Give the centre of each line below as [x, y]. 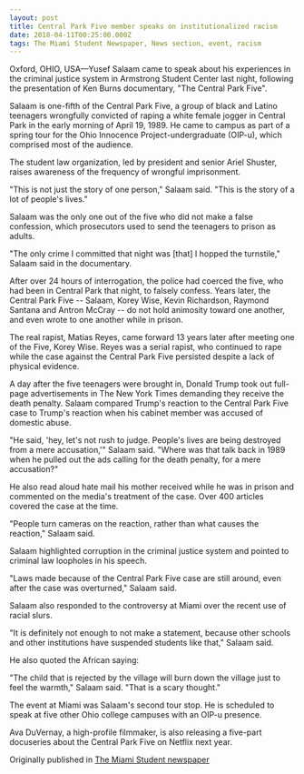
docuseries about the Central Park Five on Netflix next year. [121, 742]
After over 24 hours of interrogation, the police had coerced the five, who [147, 281]
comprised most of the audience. [71, 145]
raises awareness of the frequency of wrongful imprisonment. [125, 172]
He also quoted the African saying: [74, 660]
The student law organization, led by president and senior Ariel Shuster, [143, 162]
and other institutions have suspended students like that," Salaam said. [142, 643]
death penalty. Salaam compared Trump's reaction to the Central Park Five [149, 403]
